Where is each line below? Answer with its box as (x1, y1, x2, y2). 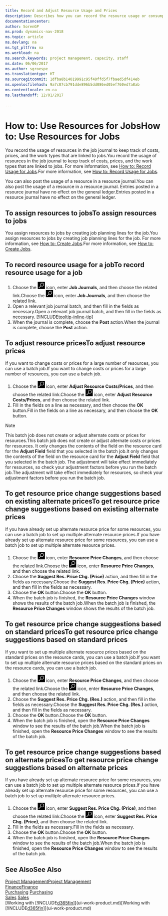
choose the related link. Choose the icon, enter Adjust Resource (12, 391, 152, 397)
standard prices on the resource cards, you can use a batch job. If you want (5, 654, 160, 660)
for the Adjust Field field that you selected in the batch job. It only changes (5, 448, 158, 454)
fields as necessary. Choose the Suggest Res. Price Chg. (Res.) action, (12, 702, 159, 708)
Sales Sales (5, 894, 29, 900)
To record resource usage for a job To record (5, 261, 145, 269)
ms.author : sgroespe (5, 66, 48, 71)
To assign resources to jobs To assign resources (5, 208, 157, 217)
